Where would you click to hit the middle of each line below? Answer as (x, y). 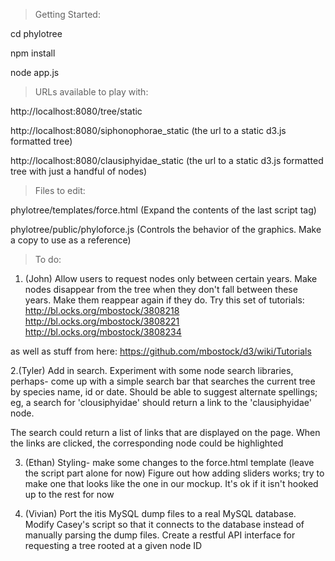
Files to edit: (60, 190)
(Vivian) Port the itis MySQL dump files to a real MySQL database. (160, 513)
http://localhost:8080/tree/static (76, 111)
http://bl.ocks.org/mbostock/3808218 (102, 310)
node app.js (35, 72)
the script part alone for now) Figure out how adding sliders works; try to (174, 473)
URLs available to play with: (91, 92)
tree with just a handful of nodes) (79, 171)
